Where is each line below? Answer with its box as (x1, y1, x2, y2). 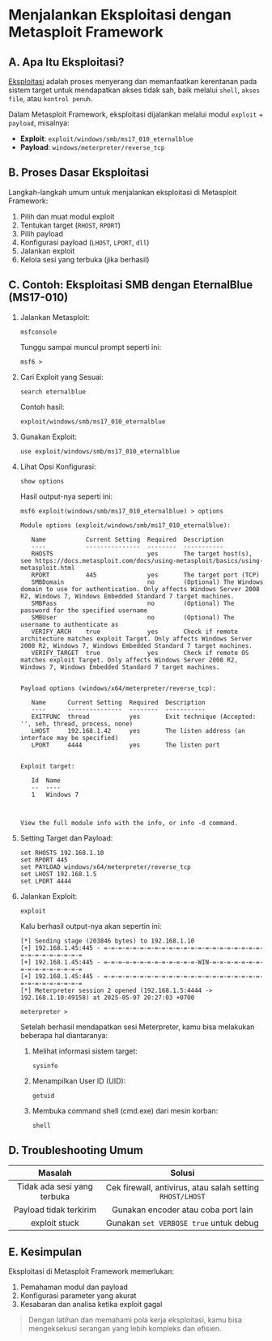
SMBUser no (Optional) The (31, 613, 235, 621)
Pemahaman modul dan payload (19, 1282, 128, 1292)
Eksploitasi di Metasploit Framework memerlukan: (8, 1266, 175, 1276)
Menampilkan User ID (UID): (32, 1075, 126, 1086)
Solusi (169, 1168, 195, 1179)
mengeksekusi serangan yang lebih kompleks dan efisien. (28, 1324, 222, 1334)
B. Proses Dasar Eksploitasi (8, 166, 150, 180)
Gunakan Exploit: (19, 432, 77, 441)
